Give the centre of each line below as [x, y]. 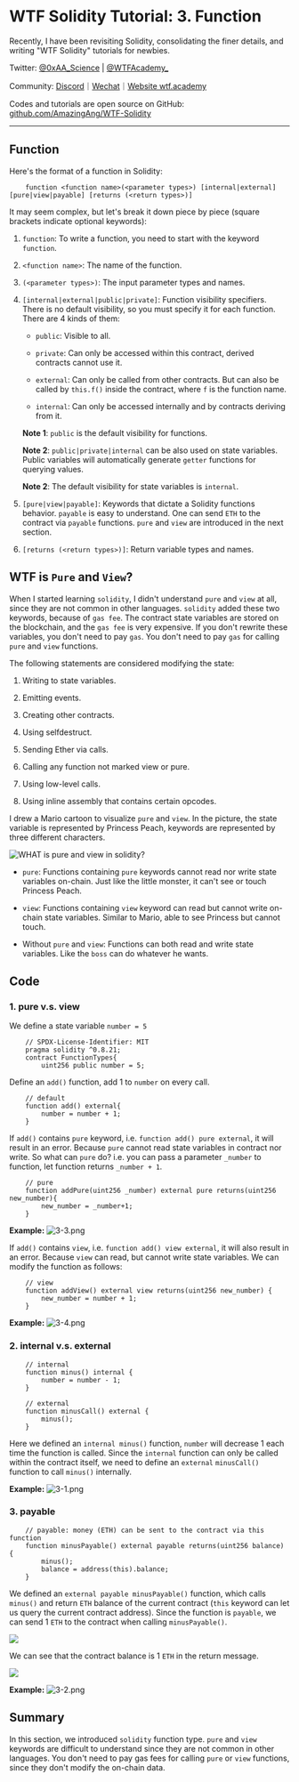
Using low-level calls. [61, 784]
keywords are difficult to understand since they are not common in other [141, 1748]
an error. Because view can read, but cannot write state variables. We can [144, 1257]
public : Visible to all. [73, 335]
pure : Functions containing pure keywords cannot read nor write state [149, 871]
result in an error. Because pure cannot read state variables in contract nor [145, 1148]
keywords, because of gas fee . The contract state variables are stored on [144, 617]
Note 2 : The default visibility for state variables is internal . [130, 486]
